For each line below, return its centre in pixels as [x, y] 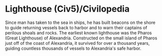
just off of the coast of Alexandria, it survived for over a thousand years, [77, 43]
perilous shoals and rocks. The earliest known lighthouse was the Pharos [79, 33]
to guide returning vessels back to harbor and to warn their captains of [76, 27]
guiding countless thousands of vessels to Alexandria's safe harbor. [73, 48]
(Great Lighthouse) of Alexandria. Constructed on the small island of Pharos [81, 38]
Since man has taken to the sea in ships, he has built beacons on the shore [80, 22]
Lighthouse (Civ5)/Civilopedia [67, 9]
